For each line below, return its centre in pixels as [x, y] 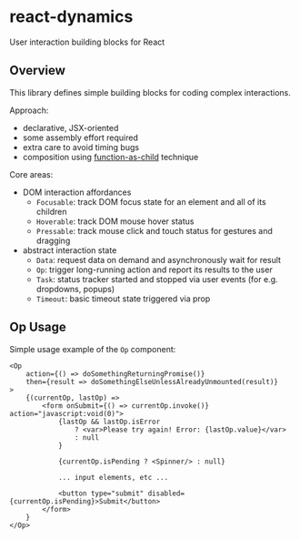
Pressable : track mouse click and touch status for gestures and [154, 230]
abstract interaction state [70, 250]
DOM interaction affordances [77, 192]
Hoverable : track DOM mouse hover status [115, 221]
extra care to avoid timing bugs [80, 147]
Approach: [29, 110]
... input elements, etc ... [113, 477]
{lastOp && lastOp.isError [109, 422]
